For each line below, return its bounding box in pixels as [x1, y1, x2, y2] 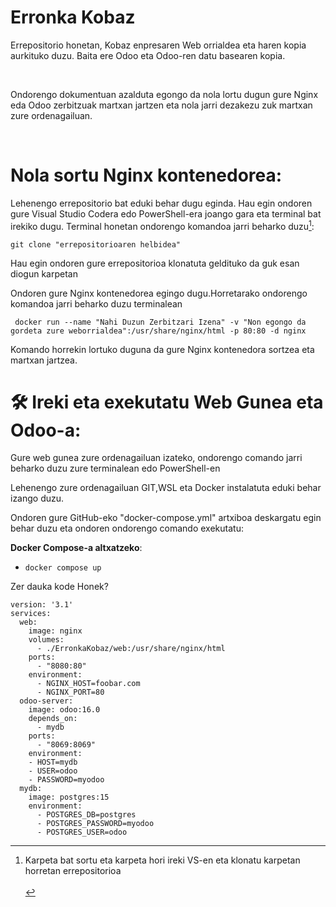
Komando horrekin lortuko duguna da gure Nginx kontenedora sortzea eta [10, 343, 315, 355]
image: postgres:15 [28, 792, 110, 803]
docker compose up [24, 563, 102, 573]
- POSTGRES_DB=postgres [36, 810, 137, 820]
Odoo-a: [10, 419, 82, 441]
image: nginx [28, 626, 83, 636]
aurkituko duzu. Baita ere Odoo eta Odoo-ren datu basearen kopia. [10, 49, 286, 61]
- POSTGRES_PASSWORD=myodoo [36, 819, 155, 829]
